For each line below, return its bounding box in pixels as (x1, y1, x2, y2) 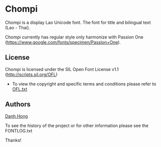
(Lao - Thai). (5, 24, 30, 30)
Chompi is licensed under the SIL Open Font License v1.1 (5, 66, 119, 72)
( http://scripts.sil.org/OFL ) (5, 72, 58, 77)
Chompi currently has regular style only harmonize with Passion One (5, 34, 143, 40)
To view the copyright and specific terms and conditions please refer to (12, 81, 157, 87)
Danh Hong (5, 113, 28, 119)
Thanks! (5, 137, 22, 143)
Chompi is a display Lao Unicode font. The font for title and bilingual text (5, 19, 151, 25)
